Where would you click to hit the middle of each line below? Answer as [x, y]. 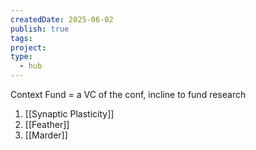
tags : [21, 38]
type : [21, 57]
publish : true [40, 29]
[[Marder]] [46, 135]
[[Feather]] [47, 124]
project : [28, 47]
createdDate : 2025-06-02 [62, 19]
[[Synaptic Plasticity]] [69, 114]
